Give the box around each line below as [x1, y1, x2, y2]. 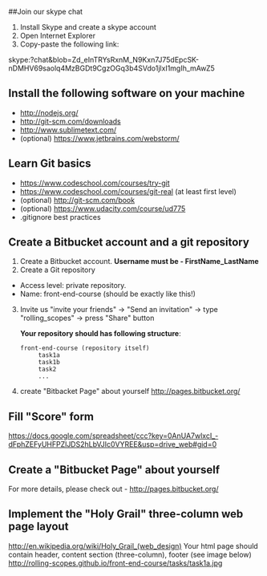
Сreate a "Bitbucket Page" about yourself [8, 463, 220, 477]
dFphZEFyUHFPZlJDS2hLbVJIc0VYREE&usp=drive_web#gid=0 [8, 440, 217, 449]
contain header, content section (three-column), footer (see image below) [8, 550, 253, 559]
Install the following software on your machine [8, 87, 245, 100]
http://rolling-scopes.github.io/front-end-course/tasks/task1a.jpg [8, 558, 223, 568]
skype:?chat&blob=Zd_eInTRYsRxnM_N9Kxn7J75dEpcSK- [8, 55, 199, 64]
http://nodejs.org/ [19, 107, 79, 117]
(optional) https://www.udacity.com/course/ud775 [19, 204, 186, 213]
